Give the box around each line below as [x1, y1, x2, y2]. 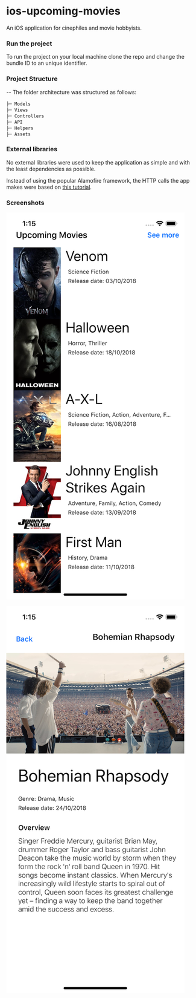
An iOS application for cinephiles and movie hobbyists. [6, 24, 142, 31]
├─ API [6, 119, 23, 125]
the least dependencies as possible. [6, 165, 96, 172]
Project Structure [6, 74, 58, 83]
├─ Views [6, 107, 28, 113]
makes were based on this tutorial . [6, 183, 92, 191]
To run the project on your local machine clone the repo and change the [6, 53, 185, 60]
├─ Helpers [6, 125, 34, 131]
